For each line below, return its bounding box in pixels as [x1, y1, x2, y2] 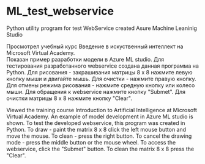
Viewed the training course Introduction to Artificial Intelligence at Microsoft [6, 106, 198, 113]
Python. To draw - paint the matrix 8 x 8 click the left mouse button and [6, 126, 187, 133]
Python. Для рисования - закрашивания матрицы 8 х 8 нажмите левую [6, 68, 193, 76]
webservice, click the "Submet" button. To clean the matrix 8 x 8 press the [6, 145, 195, 152]
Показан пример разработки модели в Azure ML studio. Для [6, 55, 165, 63]
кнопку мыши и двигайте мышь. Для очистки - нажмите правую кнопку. [6, 75, 196, 82]
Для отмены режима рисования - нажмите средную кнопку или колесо [6, 81, 195, 89]
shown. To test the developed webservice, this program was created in [6, 119, 185, 126]
